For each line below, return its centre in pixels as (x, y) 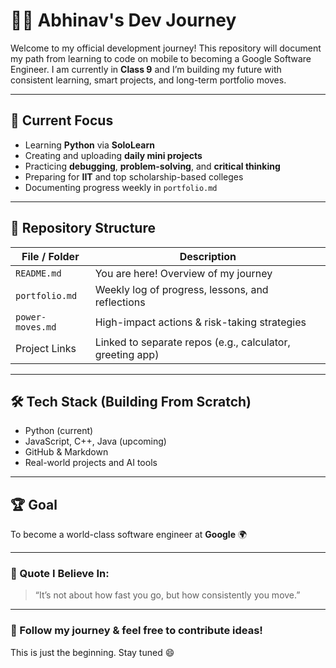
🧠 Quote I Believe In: (60, 574)
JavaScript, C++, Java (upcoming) (95, 441)
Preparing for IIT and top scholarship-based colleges (134, 176)
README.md (38, 273)
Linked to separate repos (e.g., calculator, (192, 342)
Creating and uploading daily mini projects (113, 155)
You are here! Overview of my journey (183, 273)
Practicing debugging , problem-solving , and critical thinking (152, 166)
